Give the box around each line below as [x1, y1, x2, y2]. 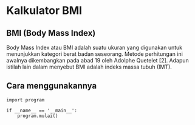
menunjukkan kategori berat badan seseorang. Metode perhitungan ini [6, 50, 183, 58]
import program [6, 96, 45, 103]
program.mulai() [17, 113, 59, 119]
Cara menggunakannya [6, 81, 97, 91]
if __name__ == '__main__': [6, 107, 78, 113]
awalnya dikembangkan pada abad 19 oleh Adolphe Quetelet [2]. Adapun [6, 57, 190, 64]
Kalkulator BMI [6, 4, 83, 18]
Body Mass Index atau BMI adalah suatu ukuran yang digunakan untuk [6, 44, 183, 51]
